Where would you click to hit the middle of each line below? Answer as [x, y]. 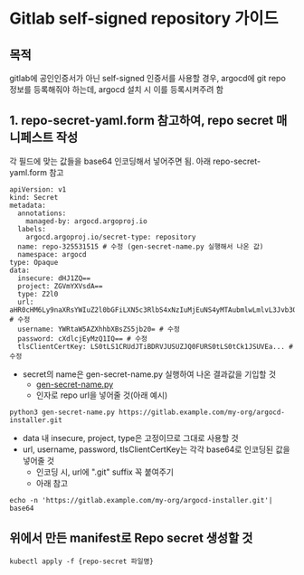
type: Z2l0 [38, 294]
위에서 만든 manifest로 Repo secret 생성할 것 [131, 538]
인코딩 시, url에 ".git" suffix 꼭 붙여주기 [105, 472]
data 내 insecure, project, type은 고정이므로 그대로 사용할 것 [130, 438]
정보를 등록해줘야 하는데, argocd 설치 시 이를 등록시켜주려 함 [117, 90]
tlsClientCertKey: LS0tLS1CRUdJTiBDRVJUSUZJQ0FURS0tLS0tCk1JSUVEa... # [156, 346]
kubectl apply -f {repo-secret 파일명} [81, 561]
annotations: [42, 213]
